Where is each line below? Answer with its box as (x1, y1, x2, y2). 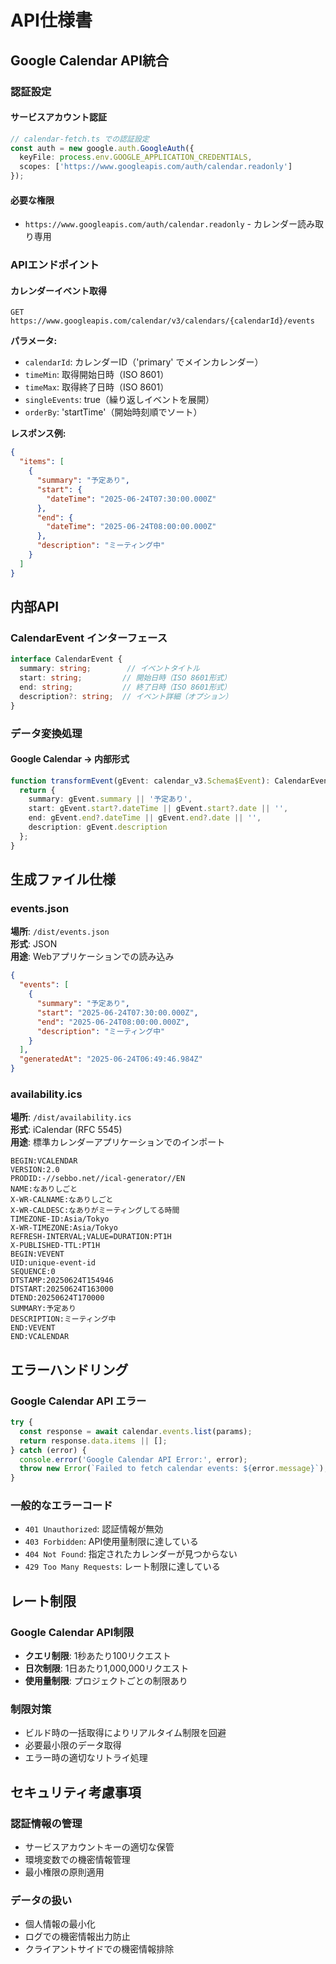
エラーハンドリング (10, 1361, 129, 1378)
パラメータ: (10, 335, 58, 347)
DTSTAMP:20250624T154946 (10, 1276, 114, 1286)
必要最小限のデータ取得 (24, 1739, 122, 1751)
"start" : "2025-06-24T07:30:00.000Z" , (36, 1007, 199, 1018)
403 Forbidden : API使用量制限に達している (24, 1536, 199, 1548)
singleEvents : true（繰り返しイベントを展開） (24, 394, 215, 406)
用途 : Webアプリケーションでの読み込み (10, 951, 175, 963)
